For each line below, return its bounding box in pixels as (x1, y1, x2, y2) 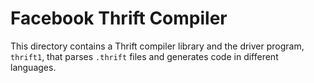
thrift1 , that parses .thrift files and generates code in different (10, 50, 279, 62)
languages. (10, 61, 57, 73)
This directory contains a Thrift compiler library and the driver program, (10, 40, 305, 52)
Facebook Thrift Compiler (10, 7, 228, 30)
